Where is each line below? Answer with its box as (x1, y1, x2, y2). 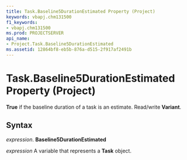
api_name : (6, 36, 30, 41)
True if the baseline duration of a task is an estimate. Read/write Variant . (6, 103, 182, 110)
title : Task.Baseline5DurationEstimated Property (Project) (6, 8, 156, 15)
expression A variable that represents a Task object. (6, 147, 131, 154)
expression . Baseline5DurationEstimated (6, 135, 106, 143)
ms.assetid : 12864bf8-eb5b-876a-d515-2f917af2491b (6, 47, 132, 53)
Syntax (6, 120, 33, 130)
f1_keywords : (6, 19, 38, 25)
